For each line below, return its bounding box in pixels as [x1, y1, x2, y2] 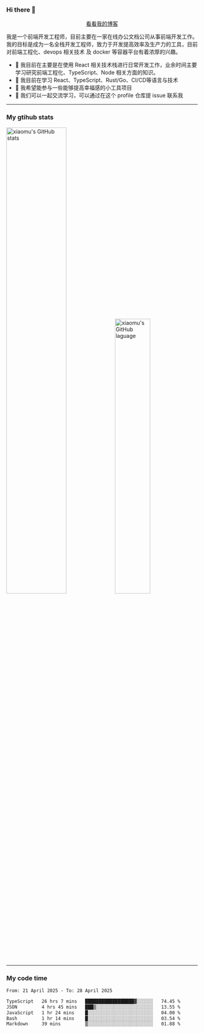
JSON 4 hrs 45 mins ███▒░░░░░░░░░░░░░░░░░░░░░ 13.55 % [6, 1004, 181, 1010]
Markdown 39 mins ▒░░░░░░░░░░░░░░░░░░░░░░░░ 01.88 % [6, 1021, 181, 1027]
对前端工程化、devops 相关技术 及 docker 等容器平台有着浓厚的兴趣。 [6, 48, 181, 55]
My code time [6, 974, 47, 982]
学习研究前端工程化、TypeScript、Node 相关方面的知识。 [15, 69, 159, 76]
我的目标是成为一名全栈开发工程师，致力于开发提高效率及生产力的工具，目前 [6, 41, 198, 48]
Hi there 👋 [6, 5, 36, 14]
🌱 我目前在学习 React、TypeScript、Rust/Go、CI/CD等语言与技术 [15, 76, 178, 84]
